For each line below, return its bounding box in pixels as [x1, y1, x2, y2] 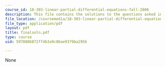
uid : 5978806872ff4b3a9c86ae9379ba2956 [5, 39, 87, 44]
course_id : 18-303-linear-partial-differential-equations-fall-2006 [5, 7, 149, 12]
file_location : [5, 16, 37, 21]
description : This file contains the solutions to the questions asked [5, 12, 156, 17]
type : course [5, 35, 32, 40]
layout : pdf [5, 26, 30, 31]
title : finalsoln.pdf [5, 30, 50, 35]
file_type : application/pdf [5, 21, 63, 26]
